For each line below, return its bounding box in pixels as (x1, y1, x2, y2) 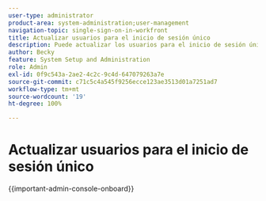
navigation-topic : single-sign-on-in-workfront (8, 26, 169, 34)
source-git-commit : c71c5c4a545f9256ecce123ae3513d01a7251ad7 (8, 78, 218, 85)
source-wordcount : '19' (8, 93, 87, 100)
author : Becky (8, 48, 55, 56)
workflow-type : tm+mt (8, 85, 80, 93)
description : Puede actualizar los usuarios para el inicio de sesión (8, 41, 246, 49)
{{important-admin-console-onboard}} (8, 184, 135, 194)
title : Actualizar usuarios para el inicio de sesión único (8, 33, 211, 42)
